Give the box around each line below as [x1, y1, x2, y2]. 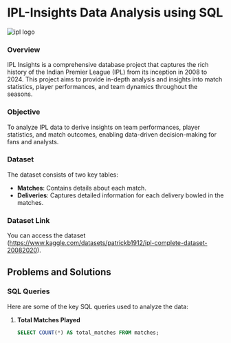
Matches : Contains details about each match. [16, 184, 146, 192]
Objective [7, 107, 41, 117]
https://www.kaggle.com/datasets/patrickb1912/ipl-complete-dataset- [9, 239, 208, 247]
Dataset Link [7, 215, 50, 225]
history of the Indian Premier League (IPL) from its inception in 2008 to [7, 68, 208, 77]
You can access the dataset [7, 231, 86, 239]
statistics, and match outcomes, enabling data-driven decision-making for [7, 130, 217, 139]
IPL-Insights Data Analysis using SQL [7, 5, 223, 21]
